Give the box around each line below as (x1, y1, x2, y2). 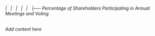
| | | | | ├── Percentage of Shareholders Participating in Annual (5, 5, 150, 11)
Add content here (5, 26, 42, 32)
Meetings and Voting (5, 10, 49, 16)
